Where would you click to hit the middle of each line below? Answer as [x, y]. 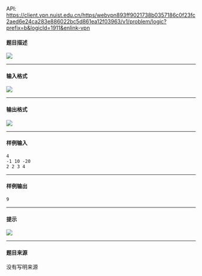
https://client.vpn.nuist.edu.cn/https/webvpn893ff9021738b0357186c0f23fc [101, 15]
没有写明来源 [22, 267]
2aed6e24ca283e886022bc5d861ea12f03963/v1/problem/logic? [87, 21]
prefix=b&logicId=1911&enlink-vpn [48, 28]
